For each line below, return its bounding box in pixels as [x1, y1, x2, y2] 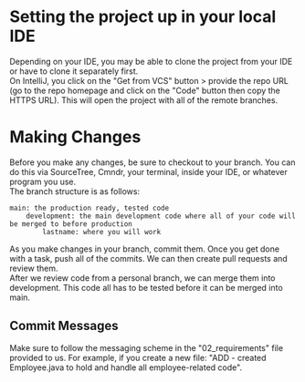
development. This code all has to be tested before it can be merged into [9, 282, 283, 293]
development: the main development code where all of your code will [26, 212, 297, 221]
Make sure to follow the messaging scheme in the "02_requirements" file [9, 342, 284, 353]
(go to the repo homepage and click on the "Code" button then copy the [9, 85, 281, 96]
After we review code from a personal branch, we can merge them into [9, 272, 276, 284]
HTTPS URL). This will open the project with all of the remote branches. [9, 94, 279, 106]
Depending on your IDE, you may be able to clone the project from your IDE [9, 56, 293, 67]
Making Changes [9, 127, 142, 148]
